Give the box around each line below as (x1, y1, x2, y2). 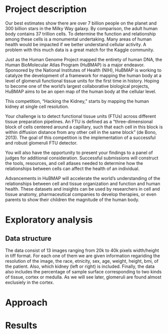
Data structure (5, 234, 52, 243)
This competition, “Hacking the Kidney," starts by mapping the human (5, 98, 149, 104)
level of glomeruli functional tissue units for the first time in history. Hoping (5, 78, 159, 84)
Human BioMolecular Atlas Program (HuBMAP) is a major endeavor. (5, 62, 145, 68)
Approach (5, 297, 48, 308)
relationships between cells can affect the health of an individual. (5, 165, 140, 172)
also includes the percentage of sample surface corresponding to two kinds (5, 268, 162, 274)
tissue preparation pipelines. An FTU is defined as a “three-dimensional (5, 118, 153, 124)
